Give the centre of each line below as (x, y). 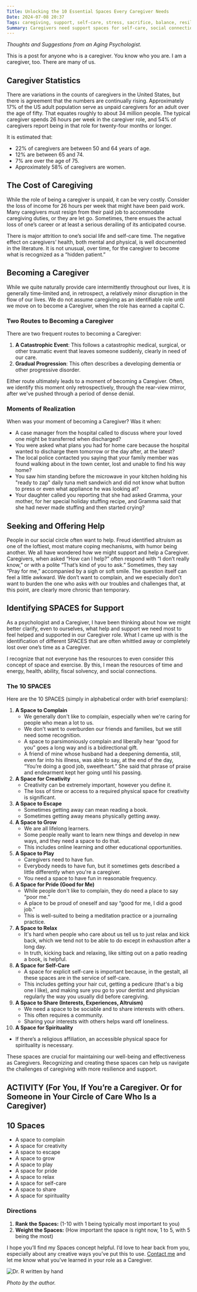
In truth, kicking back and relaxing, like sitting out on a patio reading (106, 953)
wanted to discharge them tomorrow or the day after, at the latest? (95, 452)
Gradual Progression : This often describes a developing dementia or (98, 363)
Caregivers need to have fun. (59, 860)
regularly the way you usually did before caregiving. (87, 997)
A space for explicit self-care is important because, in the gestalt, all (106, 972)
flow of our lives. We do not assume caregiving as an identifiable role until (96, 299)
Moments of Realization (41, 409)
